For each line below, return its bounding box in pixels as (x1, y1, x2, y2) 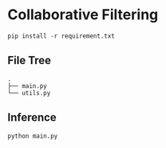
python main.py (7, 132, 58, 140)
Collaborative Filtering (7, 6, 159, 24)
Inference (7, 110, 57, 125)
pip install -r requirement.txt (7, 32, 115, 40)
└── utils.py (7, 89, 51, 97)
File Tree (7, 54, 52, 67)
